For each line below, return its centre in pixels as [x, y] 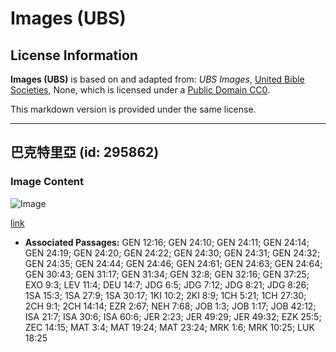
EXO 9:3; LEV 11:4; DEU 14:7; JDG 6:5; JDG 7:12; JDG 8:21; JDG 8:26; [167, 284]
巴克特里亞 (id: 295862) [85, 152]
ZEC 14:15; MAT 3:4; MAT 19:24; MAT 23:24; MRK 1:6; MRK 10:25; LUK [169, 327]
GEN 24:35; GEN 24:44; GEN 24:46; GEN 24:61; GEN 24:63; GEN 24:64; [173, 263]
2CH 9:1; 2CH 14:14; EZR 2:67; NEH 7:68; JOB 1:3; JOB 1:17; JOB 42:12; [170, 306]
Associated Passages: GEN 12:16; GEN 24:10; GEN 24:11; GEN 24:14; [167, 242]
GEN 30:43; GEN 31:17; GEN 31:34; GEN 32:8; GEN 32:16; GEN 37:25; [167, 274]
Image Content [47, 182]
